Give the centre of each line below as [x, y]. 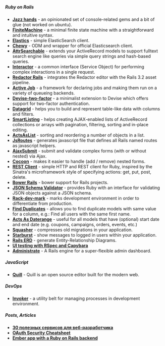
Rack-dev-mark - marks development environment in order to [76, 198]
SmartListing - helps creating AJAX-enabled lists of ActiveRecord [80, 119]
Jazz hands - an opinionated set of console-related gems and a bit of [83, 19]
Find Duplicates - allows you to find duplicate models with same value [84, 208]
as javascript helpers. [34, 146]
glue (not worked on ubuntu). [42, 24]
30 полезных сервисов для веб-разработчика [63, 327]
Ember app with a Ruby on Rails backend [55, 338]
